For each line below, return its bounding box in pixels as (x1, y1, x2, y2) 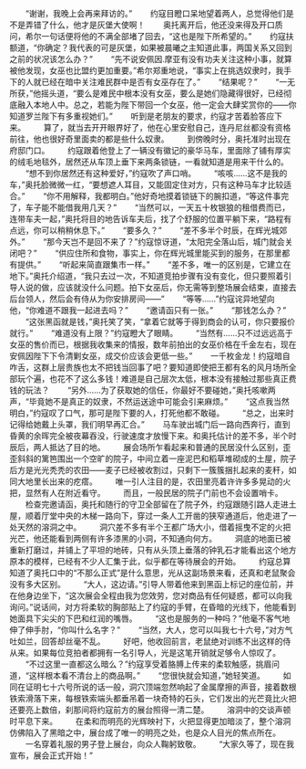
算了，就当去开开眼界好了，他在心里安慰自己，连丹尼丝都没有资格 (43, 122, 291, 132)
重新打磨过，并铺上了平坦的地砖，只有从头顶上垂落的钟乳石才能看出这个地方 (9, 544, 297, 555)
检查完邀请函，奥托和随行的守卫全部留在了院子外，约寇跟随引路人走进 (25, 499, 289, 510)
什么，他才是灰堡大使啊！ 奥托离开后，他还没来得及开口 (48, 19, 275, 30)
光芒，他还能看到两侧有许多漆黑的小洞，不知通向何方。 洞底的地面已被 (9, 533, 291, 543)
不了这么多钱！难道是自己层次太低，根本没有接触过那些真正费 (65, 374, 297, 384)
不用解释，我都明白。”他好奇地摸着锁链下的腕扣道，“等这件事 (54, 191, 281, 201)
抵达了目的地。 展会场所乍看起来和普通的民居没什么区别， (48, 442, 283, 452)
